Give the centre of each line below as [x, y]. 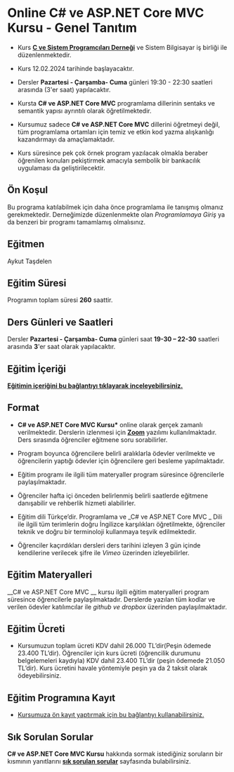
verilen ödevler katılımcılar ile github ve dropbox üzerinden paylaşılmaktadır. [117, 607]
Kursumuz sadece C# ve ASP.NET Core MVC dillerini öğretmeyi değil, [119, 124]
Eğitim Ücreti [36, 629]
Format [24, 408]
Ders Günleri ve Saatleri [60, 322]
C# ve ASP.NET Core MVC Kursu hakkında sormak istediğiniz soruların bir [115, 754]
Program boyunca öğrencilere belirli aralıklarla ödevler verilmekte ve [116, 453]
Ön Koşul [27, 190]
